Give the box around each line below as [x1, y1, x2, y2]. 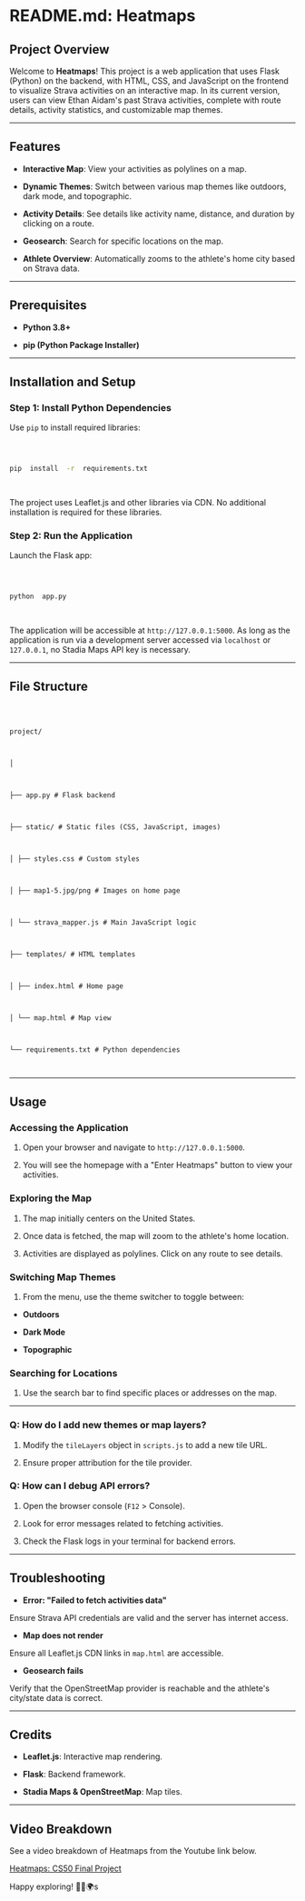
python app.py [9, 592, 67, 601]
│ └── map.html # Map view [9, 1013, 112, 1023]
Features [9, 139, 61, 155]
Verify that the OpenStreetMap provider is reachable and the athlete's [9, 1683, 271, 1694]
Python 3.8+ [22, 322, 71, 333]
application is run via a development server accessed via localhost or [9, 634, 271, 645]
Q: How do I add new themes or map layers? [9, 1419, 207, 1432]
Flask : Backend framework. [22, 1769, 126, 1780]
